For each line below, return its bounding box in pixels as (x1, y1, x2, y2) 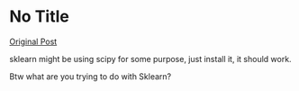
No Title (9, 6, 70, 27)
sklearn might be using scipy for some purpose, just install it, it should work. (9, 53, 292, 64)
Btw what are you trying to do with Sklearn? (9, 70, 172, 82)
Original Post (9, 36, 58, 47)
